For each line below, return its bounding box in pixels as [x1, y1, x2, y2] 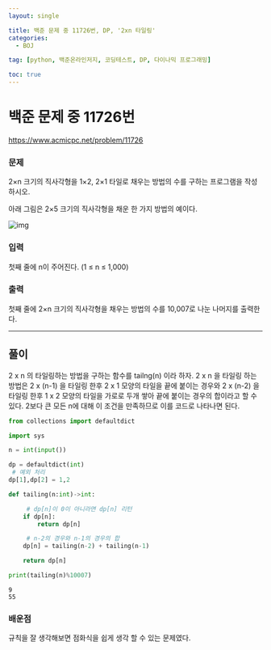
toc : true [8, 70, 42, 79]
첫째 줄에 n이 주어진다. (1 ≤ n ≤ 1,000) [8, 262, 129, 272]
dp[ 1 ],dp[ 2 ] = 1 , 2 [8, 476, 70, 484]
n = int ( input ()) [8, 446, 67, 454]
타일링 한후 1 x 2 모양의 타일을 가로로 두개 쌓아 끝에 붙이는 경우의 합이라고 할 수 [8, 390, 258, 400]
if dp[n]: [23, 513, 56, 521]
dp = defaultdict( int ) [8, 461, 85, 469]
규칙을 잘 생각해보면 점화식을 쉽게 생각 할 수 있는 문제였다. [8, 633, 191, 643]
